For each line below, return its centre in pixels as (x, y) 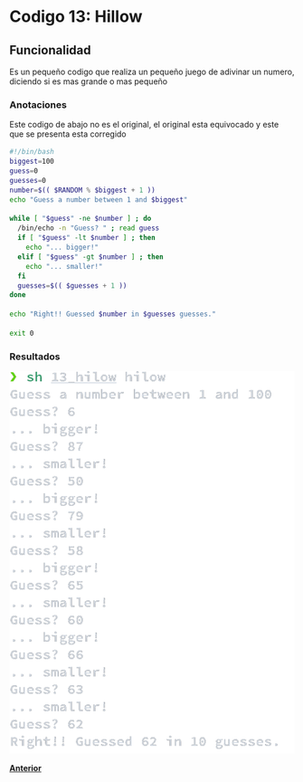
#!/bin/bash (32, 152)
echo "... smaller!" (64, 266)
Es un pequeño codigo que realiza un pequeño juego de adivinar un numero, (152, 72)
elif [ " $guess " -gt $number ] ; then (91, 257)
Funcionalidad (51, 50)
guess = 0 (24, 171)
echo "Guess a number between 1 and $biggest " (99, 200)
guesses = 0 (28, 180)
